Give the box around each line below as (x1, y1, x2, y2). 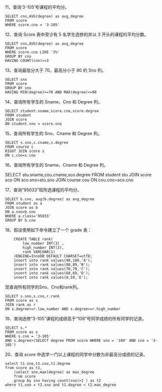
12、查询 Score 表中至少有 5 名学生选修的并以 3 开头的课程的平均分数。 (5, 32, 149, 37)
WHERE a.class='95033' (5, 214, 51, 219)
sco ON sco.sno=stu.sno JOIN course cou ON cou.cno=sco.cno (5, 177, 134, 183)
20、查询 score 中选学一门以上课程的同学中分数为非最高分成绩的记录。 (5, 352, 148, 357)
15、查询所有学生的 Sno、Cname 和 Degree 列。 (5, 131, 102, 136)
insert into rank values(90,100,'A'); (14, 258, 92, 263)
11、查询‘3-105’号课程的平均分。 (5, 4, 70, 10)
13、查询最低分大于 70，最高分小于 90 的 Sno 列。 (5, 68, 106, 73)
